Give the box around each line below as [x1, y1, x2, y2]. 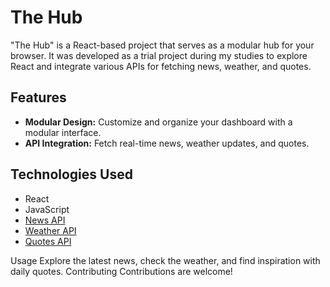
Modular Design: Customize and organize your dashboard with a [24, 116, 293, 128]
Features [10, 89, 67, 106]
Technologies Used [10, 166, 133, 183]
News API [24, 214, 66, 226]
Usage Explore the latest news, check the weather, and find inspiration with [10, 254, 321, 266]
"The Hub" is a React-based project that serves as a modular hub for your [10, 39, 315, 51]
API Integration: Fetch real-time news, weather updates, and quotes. [24, 137, 310, 149]
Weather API [24, 224, 77, 236]
